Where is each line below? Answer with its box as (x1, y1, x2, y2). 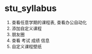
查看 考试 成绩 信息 (11, 37, 50, 43)
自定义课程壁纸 (11, 43, 42, 49)
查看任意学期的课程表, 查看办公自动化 (11, 19, 87, 25)
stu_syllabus (4, 3, 57, 14)
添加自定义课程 (11, 25, 42, 31)
